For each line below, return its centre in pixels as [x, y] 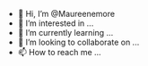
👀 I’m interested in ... [56, 23]
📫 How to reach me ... [59, 52]
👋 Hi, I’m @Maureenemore [66, 14]
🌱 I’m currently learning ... [65, 33]
